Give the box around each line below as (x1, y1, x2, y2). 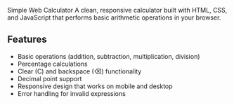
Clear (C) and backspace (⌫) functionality (17, 66, 142, 76)
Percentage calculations (17, 59, 88, 68)
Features (7, 34, 47, 45)
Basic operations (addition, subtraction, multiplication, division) (17, 52, 200, 60)
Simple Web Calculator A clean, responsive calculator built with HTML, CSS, (7, 6, 228, 14)
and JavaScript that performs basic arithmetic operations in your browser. (7, 13, 221, 22)
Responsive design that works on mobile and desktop (17, 82, 174, 90)
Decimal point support (17, 74, 82, 83)
